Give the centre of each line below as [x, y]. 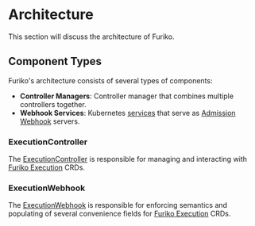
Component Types [55, 61]
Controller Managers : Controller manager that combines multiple [127, 96]
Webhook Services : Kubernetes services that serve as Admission [127, 113]
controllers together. [53, 104]
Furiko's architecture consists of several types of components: [110, 80]
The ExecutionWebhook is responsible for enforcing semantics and [118, 205]
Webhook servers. [50, 121]
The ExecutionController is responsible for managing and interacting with [128, 159]
